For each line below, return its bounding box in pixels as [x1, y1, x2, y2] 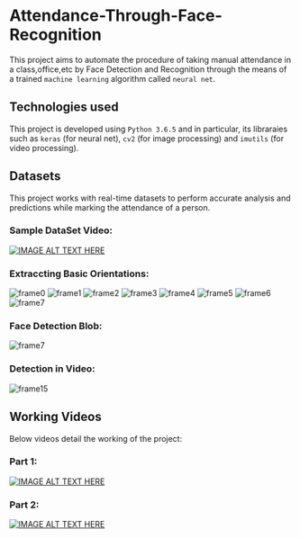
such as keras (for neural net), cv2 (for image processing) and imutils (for [9, 132, 285, 144]
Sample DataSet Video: [9, 224, 113, 237]
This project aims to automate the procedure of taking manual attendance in [9, 54, 292, 65]
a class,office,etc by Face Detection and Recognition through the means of [9, 64, 287, 75]
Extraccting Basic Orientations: [9, 267, 150, 280]
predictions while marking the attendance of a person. [9, 202, 211, 212]
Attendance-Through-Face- [9, 5, 223, 26]
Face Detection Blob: [9, 320, 103, 333]
